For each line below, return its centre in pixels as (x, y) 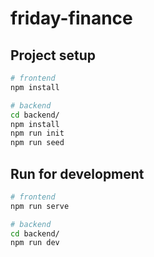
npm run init (37, 133)
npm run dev (35, 243)
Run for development (77, 173)
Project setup (53, 55)
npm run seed (37, 143)
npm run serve (40, 206)
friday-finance (71, 18)
